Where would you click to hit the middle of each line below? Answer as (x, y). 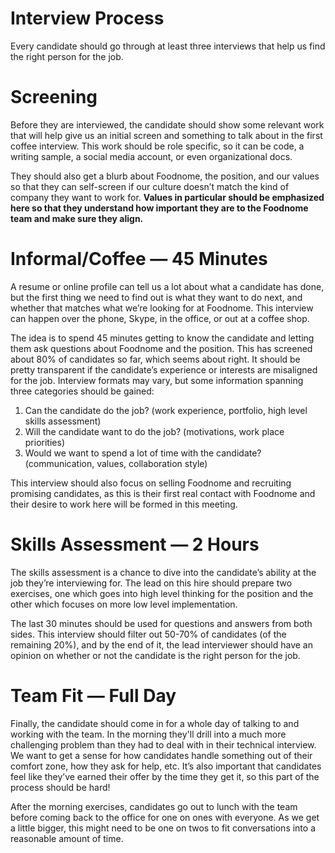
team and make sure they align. (77, 218)
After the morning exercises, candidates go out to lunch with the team (154, 806)
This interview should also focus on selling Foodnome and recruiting (151, 483)
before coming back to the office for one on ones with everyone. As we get (165, 817)
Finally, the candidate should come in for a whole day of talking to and (155, 723)
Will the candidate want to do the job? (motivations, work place (154, 431)
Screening (54, 97)
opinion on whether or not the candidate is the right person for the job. (155, 655)
